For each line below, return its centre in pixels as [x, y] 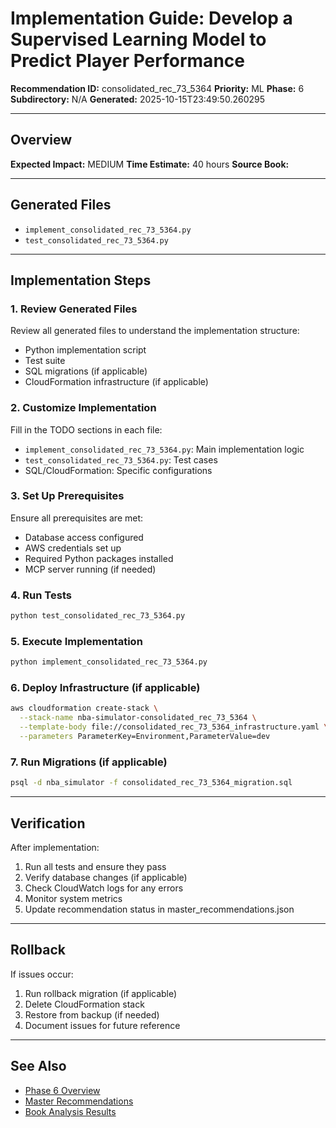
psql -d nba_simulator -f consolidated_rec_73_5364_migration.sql [151, 783]
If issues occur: [42, 974]
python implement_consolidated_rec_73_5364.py [109, 662]
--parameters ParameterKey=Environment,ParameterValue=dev [145, 737]
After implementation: [55, 847]
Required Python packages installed [99, 558]
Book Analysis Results [70, 1111]
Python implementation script [85, 350]
